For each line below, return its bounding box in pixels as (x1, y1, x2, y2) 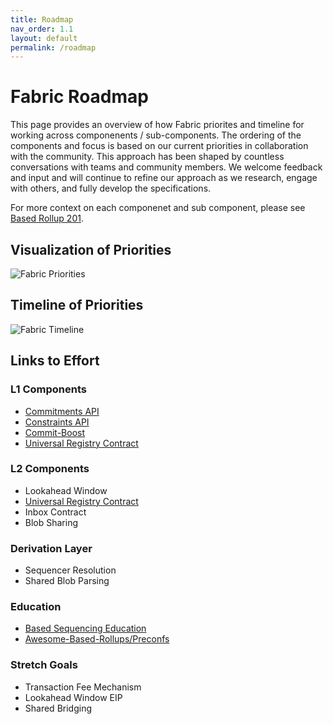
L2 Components (10, 462, 90, 476)
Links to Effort (10, 352, 100, 370)
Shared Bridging (24, 702, 92, 714)
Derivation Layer (10, 541, 93, 555)
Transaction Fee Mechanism (24, 681, 142, 693)
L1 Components (10, 382, 87, 396)
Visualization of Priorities (10, 241, 172, 258)
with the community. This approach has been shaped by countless (10, 151, 285, 163)
